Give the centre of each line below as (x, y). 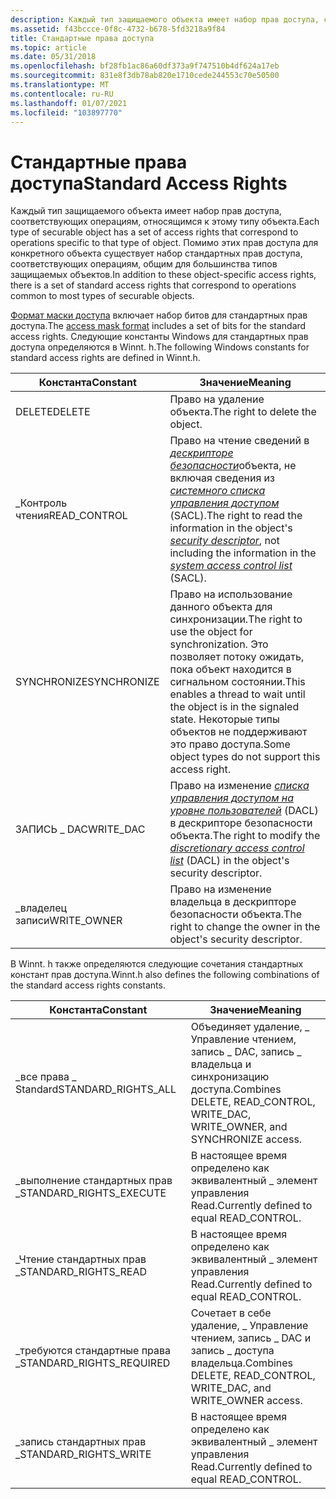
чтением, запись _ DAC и (251, 1338)
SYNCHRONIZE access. (246, 1139)
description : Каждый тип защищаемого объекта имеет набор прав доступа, (165, 19)
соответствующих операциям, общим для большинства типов (144, 264)
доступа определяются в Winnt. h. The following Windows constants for (160, 347)
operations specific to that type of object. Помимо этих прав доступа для (164, 243)
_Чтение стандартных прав (81, 1259)
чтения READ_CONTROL (71, 516)
